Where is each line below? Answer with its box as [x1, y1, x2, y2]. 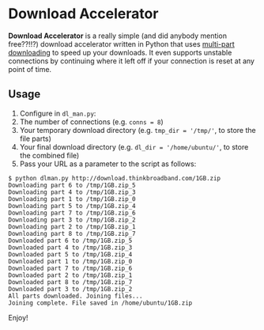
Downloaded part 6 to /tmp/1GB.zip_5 [8, 237, 133, 245]
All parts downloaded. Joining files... [8, 292, 144, 300]
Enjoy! [8, 313, 29, 322]
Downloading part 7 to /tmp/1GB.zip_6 [8, 209, 136, 217]
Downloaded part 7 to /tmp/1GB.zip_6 [8, 264, 133, 272]
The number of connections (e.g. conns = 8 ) [19, 116, 164, 127]
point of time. [8, 64, 52, 74]
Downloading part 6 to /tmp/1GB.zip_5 [8, 181, 136, 189]
